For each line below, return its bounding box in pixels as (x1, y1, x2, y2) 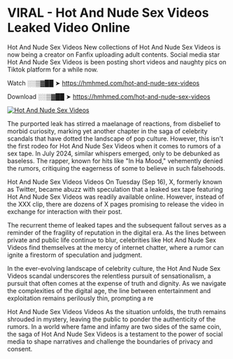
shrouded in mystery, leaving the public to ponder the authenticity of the (7, 315, 216, 323)
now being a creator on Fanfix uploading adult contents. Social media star (7, 50, 220, 59)
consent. (7, 344, 33, 353)
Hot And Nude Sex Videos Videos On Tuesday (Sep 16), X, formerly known (7, 177, 223, 186)
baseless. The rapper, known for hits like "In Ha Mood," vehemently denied (7, 156, 223, 165)
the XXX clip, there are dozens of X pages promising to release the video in (7, 199, 224, 208)
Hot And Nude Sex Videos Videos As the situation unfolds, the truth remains (7, 307, 226, 316)
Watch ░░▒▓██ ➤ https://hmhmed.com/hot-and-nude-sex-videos (7, 78, 200, 87)
